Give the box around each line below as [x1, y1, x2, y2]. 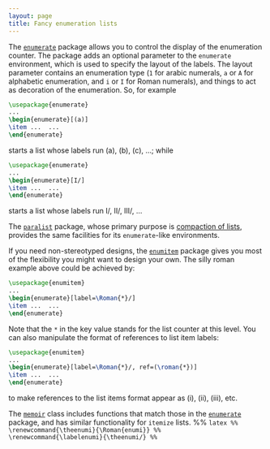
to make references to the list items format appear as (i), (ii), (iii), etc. [8, 393, 238, 403]
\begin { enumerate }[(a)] [8, 115, 89, 124]
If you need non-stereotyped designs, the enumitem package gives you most [8, 246, 262, 256]
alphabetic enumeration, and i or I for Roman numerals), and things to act [8, 76, 257, 86]
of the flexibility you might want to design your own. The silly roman [8, 255, 235, 265]
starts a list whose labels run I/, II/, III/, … [8, 206, 143, 216]
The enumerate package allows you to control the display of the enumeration [8, 41, 263, 51]
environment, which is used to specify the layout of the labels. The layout [8, 58, 253, 69]
